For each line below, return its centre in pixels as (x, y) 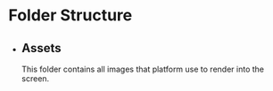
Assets (41, 48)
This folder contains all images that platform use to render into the (143, 69)
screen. (35, 79)
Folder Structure (70, 15)
